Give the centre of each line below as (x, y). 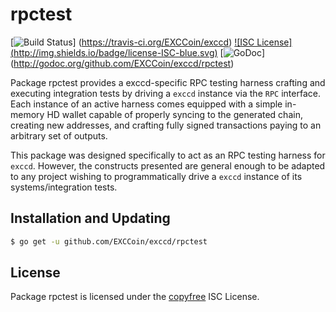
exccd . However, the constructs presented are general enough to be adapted (168, 165)
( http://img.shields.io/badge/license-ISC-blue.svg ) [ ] (138, 52)
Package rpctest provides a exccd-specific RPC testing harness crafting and (168, 82)
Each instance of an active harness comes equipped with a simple (146, 104)
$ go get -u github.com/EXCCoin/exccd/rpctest (109, 241)
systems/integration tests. (64, 187)
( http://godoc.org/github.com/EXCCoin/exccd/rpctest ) (122, 63)
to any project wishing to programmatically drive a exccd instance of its (156, 176)
